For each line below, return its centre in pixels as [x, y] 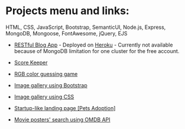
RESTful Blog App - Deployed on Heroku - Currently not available [93, 45]
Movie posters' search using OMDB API [62, 120]
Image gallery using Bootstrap [51, 85]
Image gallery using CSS [44, 97]
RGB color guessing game [46, 74]
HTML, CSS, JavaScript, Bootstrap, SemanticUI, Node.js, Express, [86, 27]
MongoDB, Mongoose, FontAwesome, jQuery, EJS [66, 33]
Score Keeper [31, 62]
